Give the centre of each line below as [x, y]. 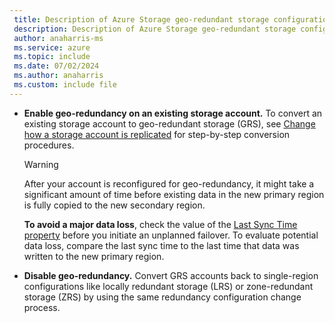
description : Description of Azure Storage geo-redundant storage [155, 29]
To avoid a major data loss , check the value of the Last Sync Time [160, 224]
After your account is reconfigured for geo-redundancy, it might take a [169, 183]
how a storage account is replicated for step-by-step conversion [157, 134]
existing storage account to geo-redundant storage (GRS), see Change [169, 123]
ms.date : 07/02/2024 [56, 66]
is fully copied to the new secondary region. [114, 205]
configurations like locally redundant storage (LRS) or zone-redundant [168, 286]
